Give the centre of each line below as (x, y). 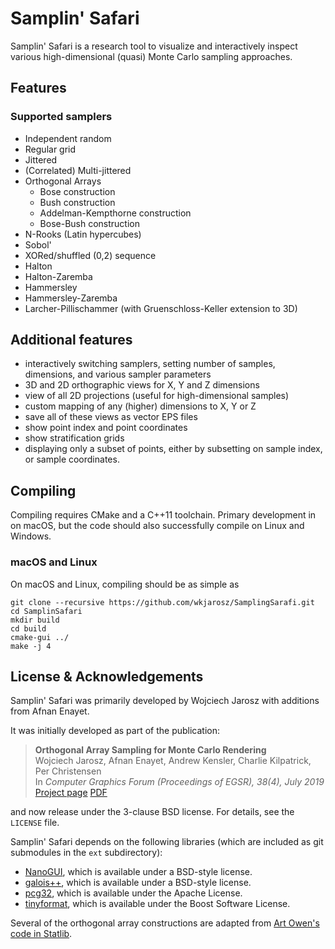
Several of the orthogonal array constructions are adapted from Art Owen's (165, 923)
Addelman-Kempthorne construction (115, 213)
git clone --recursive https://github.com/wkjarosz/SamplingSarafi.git (162, 602)
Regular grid (50, 149)
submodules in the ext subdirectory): (86, 853)
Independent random (68, 138)
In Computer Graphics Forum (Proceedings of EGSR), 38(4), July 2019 (179, 782)
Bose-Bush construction (90, 223)
